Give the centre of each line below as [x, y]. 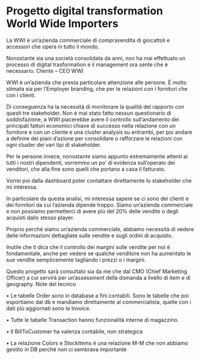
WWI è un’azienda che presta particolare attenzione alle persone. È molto [96, 82]
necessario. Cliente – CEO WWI [45, 70]
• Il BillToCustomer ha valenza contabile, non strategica [75, 331]
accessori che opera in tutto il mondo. [53, 47]
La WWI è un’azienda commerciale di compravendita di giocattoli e [88, 40]
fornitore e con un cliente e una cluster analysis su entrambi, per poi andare [99, 132]
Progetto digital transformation [84, 11]
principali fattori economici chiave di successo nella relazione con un [91, 125]
